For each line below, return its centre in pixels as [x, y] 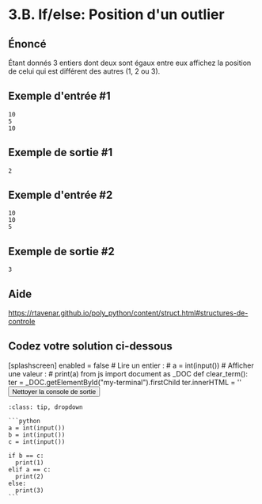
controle [22, 322]
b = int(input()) [37, 435]
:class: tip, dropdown [46, 407]
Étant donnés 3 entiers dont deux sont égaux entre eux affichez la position [130, 63]
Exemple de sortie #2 [61, 251]
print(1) [30, 462]
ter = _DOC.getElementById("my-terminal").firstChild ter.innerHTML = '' [125, 382]
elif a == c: [30, 469]
